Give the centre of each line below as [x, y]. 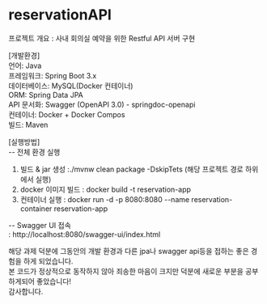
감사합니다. [26, 291]
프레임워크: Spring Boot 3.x [53, 75]
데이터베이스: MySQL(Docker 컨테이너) [71, 86]
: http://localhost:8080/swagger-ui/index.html [85, 234]
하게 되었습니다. [48, 261]
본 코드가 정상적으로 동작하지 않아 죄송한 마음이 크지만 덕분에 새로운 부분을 [126, 271]
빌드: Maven [28, 125]
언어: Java [25, 65]
